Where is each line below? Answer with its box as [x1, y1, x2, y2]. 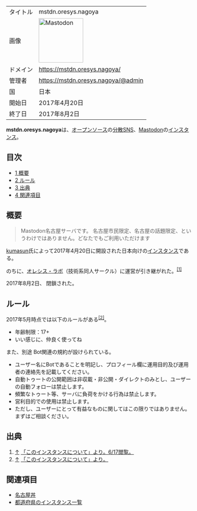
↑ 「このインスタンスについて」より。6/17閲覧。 [14, 448, 134, 455]
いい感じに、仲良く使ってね [14, 336, 82, 343]
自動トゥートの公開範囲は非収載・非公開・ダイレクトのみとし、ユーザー [14, 375, 191, 383]
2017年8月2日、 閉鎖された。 [6, 280, 78, 287]
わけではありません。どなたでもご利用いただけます [25, 235, 151, 242]
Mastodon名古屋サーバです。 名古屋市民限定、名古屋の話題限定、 [20, 227, 182, 234]
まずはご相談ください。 [14, 412, 72, 419]
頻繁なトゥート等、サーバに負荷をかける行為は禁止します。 [14, 390, 160, 398]
